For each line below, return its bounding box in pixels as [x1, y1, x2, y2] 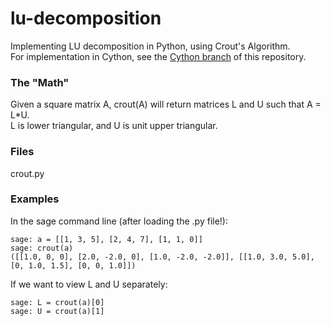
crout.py [10, 167, 45, 179]
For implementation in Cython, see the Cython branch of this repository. [10, 50, 307, 62]
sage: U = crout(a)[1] [10, 306, 105, 316]
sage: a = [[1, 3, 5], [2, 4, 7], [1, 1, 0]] [10, 234, 203, 244]
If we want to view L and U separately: [10, 278, 168, 290]
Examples [10, 192, 60, 206]
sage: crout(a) [10, 243, 74, 253]
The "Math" [10, 75, 70, 89]
